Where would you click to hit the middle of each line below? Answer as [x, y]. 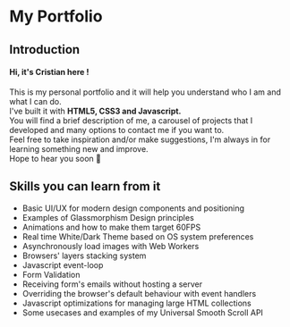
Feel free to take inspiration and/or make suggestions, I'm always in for [140, 139]
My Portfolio [56, 17]
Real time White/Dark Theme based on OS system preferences [138, 236]
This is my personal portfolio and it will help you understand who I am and [145, 92]
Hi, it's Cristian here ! [49, 72]
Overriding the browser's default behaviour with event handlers [139, 293]
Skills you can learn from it [85, 186]
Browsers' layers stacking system [84, 256]
